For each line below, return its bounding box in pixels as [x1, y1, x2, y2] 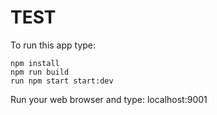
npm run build [10, 67, 70, 77]
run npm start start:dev [10, 76, 114, 86]
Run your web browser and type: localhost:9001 [10, 93, 208, 105]
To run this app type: [10, 39, 97, 51]
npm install [10, 58, 60, 68]
